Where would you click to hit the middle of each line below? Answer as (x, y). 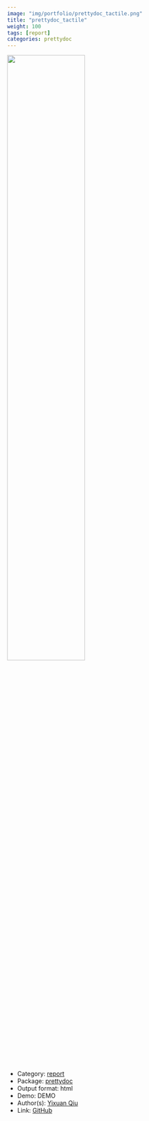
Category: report (41, 1074)
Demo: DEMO (36, 1096)
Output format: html (45, 1089)
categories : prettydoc (39, 39)
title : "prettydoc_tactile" (47, 20)
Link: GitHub (35, 1111)
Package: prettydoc (45, 1081)
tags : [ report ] (29, 33)
